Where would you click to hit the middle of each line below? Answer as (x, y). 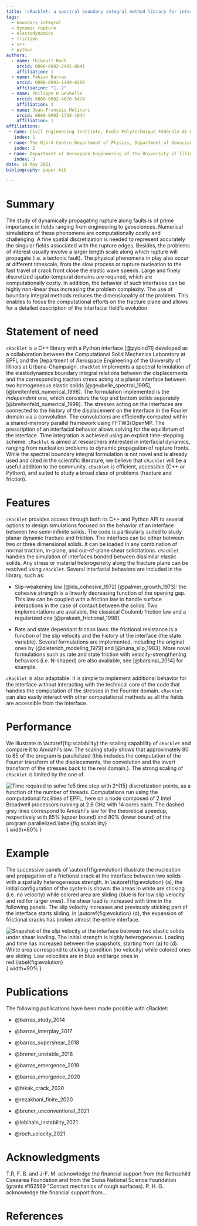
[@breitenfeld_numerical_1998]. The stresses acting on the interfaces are (94, 404)
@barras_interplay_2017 (43, 1031)
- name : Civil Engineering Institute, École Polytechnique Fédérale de (98, 132)
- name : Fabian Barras (39, 77)
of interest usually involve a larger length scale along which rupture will (92, 252)
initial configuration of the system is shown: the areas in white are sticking (96, 888)
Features (28, 503)
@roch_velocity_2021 (40, 1133)
